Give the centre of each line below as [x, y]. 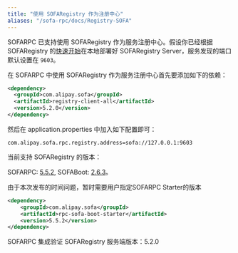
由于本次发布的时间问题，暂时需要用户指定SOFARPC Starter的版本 [104, 187]
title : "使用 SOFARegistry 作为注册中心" [65, 14]
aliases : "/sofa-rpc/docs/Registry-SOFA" [70, 21]
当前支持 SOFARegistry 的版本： [55, 157]
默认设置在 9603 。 [33, 60]
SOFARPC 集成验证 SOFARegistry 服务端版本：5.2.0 [83, 242]
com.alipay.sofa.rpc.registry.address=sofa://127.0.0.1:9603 [100, 143]
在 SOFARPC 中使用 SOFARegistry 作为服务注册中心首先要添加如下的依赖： [117, 75]
